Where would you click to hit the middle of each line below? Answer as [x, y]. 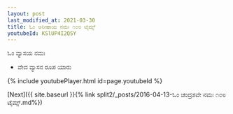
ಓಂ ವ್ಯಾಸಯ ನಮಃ [26, 53]
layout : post [26, 14]
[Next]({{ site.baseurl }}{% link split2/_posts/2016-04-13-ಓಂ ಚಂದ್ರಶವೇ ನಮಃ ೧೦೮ [116, 94]
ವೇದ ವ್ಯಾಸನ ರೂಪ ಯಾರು [44, 67]
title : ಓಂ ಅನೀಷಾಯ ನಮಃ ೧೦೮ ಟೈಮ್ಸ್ [51, 27]
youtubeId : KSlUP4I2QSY [42, 33]
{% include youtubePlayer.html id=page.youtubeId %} [85, 81]
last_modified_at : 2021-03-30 [51, 20]
